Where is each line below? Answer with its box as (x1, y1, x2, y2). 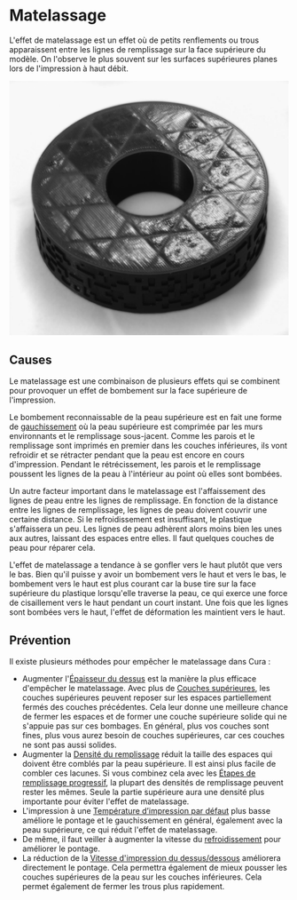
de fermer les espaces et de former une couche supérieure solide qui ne (21, 712, 287, 722)
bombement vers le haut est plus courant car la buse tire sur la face (9, 578, 257, 589)
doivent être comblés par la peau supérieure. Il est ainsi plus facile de (21, 759, 277, 769)
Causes (9, 353, 52, 368)
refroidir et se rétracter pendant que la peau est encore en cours (9, 450, 246, 460)
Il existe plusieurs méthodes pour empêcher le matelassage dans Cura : (9, 657, 271, 667)
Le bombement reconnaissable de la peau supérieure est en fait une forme (9, 412, 282, 423)
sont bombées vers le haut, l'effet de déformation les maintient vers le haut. (9, 607, 285, 617)
